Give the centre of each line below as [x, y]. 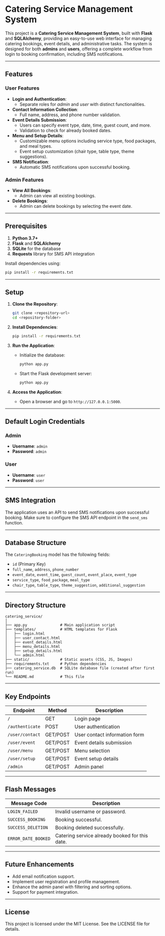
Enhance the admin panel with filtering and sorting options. [72, 887]
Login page [87, 719]
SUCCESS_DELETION [28, 827]
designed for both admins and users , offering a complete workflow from [79, 49]
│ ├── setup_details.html [34, 651]
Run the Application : [33, 346]
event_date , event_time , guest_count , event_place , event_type [74, 575]
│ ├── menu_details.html [33, 647]
